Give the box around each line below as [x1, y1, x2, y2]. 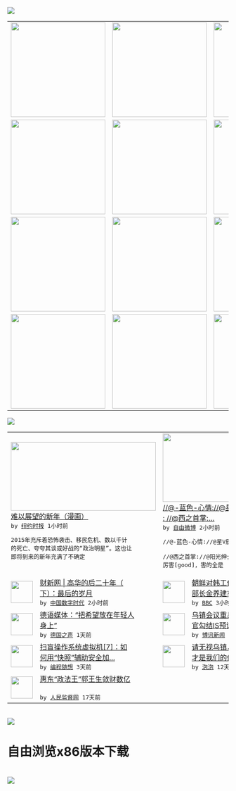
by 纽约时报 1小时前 [11, 521, 69, 529]
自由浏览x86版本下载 [7, 744, 129, 760]
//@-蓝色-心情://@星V [162, 538, 226, 545]
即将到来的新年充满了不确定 [11, 552, 86, 560]
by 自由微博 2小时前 [162, 524, 221, 531]
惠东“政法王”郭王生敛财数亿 [39, 674, 131, 684]
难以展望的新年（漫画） [11, 511, 89, 521]
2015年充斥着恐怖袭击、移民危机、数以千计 [11, 536, 128, 543]
